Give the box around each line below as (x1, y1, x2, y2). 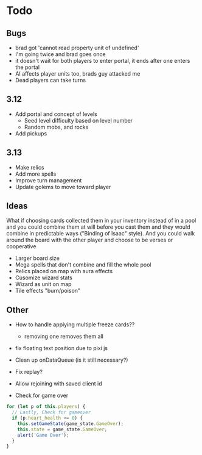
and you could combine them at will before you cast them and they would (6, 223, 190, 231)
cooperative (6, 243, 37, 250)
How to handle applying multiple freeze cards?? (15, 321, 135, 328)
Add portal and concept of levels (15, 110, 97, 118)
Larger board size (15, 254, 60, 262)
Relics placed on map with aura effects (15, 268, 113, 275)
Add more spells (15, 170, 57, 177)
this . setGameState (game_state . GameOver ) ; (17, 420, 124, 427)
